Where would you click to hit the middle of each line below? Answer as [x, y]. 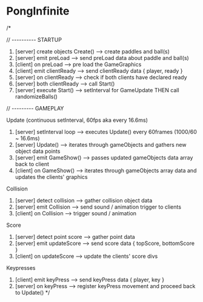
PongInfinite [38, 11]
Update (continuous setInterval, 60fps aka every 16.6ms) [77, 120]
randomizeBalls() [36, 96]
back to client [32, 164]
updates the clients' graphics [51, 176]
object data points [38, 151]
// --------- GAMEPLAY [35, 108]
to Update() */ [32, 292]
